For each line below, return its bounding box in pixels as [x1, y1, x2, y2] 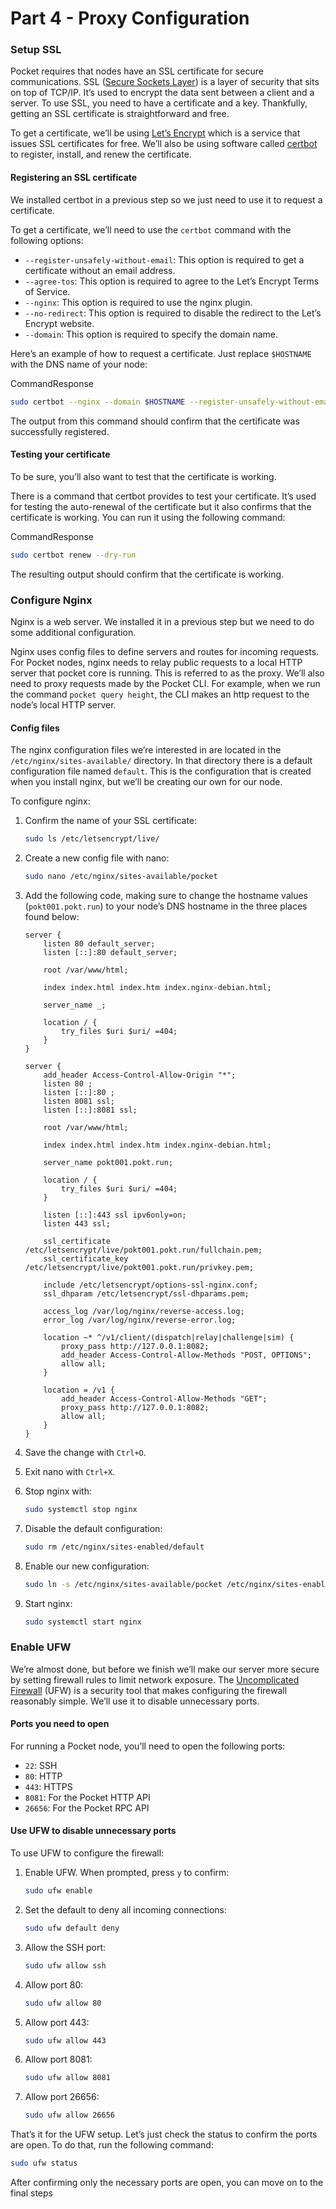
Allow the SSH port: [24, 1941, 107, 1953]
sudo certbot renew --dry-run [10, 550, 137, 560]
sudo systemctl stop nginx [24, 1504, 138, 1514]
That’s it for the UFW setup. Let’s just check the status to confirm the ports [10, 2128, 318, 2141]
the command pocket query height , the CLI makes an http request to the [10, 688, 310, 700]
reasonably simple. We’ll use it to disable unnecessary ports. [10, 1695, 260, 1707]
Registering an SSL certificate [10, 172, 138, 184]
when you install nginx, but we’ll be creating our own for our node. [10, 776, 283, 788]
